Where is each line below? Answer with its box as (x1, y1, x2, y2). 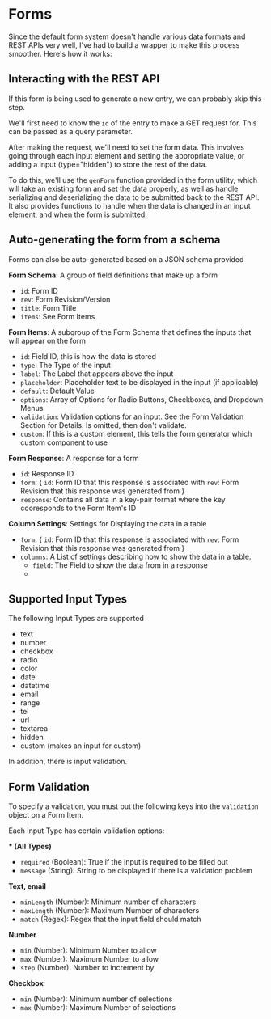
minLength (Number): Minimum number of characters (19, 897, 197, 907)
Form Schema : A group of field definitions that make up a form (8, 270, 218, 280)
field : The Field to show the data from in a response (32, 560, 208, 570)
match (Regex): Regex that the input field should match (19, 915, 201, 924)
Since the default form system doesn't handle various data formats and (8, 32, 246, 41)
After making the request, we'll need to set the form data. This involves (8, 142, 245, 152)
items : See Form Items (19, 311, 95, 321)
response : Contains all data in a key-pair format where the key (19, 494, 226, 504)
